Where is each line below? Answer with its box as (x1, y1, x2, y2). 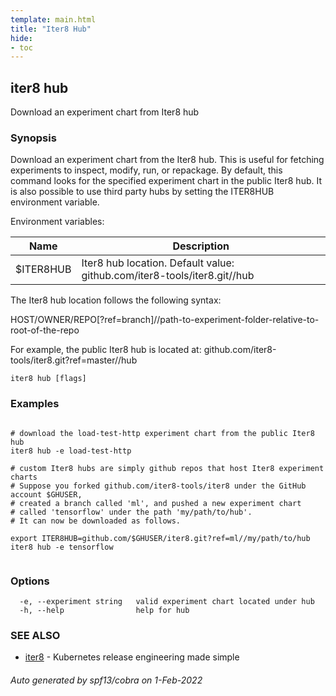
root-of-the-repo (10, 324, 80, 336)
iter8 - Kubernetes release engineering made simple (24, 651, 240, 663)
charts (10, 472, 38, 482)
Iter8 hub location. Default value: (81, 256, 235, 270)
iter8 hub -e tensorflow (10, 542, 114, 552)
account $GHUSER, (10, 489, 83, 500)
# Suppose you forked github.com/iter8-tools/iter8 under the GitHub (10, 481, 307, 491)
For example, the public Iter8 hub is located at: (10, 344, 202, 356)
